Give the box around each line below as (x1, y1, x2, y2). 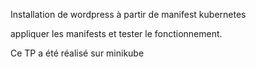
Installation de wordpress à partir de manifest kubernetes (10, 9, 247, 20)
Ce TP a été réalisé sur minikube (10, 47, 145, 59)
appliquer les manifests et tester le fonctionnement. (10, 28, 223, 39)
